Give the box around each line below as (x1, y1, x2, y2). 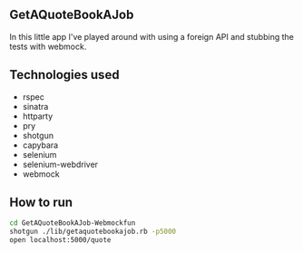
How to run (9, 195, 73, 210)
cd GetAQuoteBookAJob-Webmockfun (9, 219, 136, 228)
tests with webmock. (9, 41, 87, 52)
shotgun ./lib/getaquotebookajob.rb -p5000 (9, 227, 177, 237)
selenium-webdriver (22, 159, 98, 170)
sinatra (22, 101, 49, 112)
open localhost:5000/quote (9, 236, 112, 245)
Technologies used (9, 67, 120, 83)
